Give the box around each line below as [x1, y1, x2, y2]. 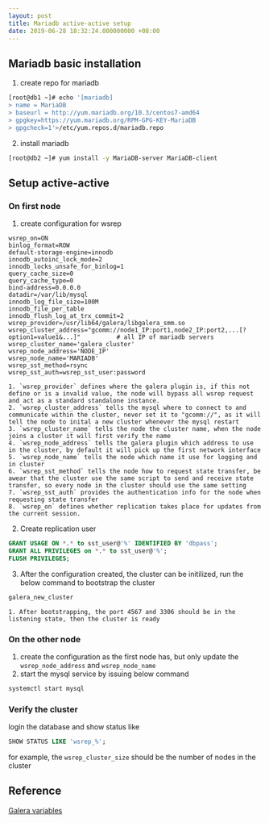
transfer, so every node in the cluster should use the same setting [8, 482, 247, 490]
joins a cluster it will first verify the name [8, 432, 172, 441]
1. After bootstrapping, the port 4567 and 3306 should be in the [8, 608, 236, 616]
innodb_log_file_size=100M [8, 298, 99, 307]
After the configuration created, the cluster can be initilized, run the [19, 569, 244, 579]
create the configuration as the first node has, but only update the [19, 651, 239, 662]
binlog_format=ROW [8, 241, 70, 250]
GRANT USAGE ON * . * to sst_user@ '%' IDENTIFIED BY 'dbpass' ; [8, 540, 218, 548]
